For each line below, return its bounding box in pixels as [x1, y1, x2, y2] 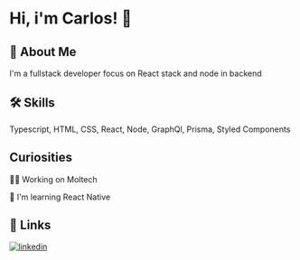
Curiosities [9, 150, 72, 165]
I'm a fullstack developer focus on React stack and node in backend [9, 68, 262, 79]
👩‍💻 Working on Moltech [9, 173, 98, 184]
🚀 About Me [9, 44, 77, 60]
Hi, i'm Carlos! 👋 [9, 8, 133, 29]
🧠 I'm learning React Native [9, 191, 111, 202]
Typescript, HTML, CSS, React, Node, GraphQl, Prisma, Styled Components [9, 124, 291, 135]
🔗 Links [9, 218, 52, 233]
